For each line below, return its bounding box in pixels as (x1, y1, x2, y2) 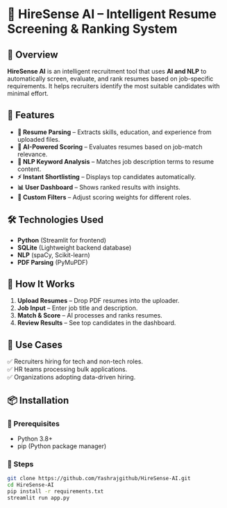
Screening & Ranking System (7, 21, 178, 37)
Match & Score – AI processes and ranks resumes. (17, 311, 163, 320)
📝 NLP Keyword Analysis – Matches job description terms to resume (17, 157, 214, 165)
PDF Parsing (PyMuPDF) (17, 258, 88, 266)
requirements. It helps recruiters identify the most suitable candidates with (7, 82, 220, 90)
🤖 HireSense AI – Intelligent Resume (7, 6, 217, 22)
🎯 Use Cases (7, 338, 63, 350)
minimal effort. (7, 90, 49, 97)
